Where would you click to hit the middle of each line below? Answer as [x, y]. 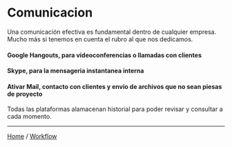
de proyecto [25, 94]
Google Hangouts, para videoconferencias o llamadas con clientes [105, 55]
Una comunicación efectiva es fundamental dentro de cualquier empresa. [112, 32]
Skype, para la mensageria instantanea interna [76, 71]
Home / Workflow [32, 137]
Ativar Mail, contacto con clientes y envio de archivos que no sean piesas [115, 86]
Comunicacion [50, 13]
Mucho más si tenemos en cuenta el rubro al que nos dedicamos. [100, 39]
